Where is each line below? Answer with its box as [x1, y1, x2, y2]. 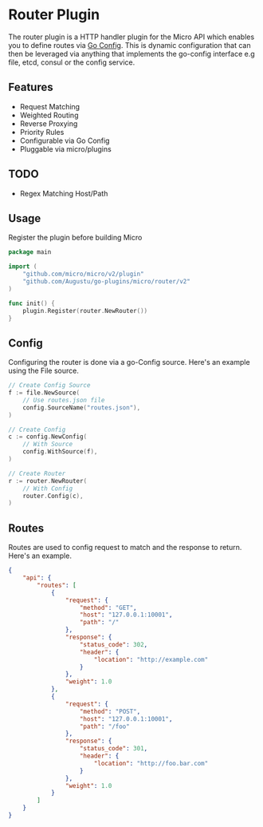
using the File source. [8, 366, 80, 376]
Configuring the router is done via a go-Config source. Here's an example [8, 358, 250, 367]
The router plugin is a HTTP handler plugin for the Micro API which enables [8, 32, 255, 42]
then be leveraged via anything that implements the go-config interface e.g [8, 49, 255, 58]
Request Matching [19, 101, 80, 111]
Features [8, 81, 53, 94]
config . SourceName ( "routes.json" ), [22, 403, 141, 412]
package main [8, 248, 52, 256]
